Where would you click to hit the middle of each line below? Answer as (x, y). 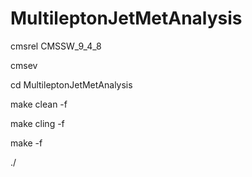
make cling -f (37, 123)
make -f (26, 143)
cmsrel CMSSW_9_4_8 (56, 46)
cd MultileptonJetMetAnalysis (71, 84)
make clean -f (39, 104)
